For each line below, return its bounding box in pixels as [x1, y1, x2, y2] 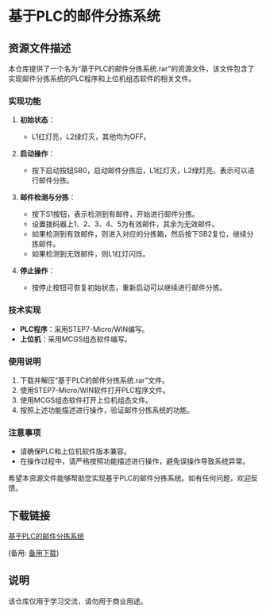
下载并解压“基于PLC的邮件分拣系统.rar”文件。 [19, 375, 169, 385]
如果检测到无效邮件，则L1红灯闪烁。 [31, 249, 150, 259]
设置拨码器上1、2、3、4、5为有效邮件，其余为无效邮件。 [31, 219, 219, 229]
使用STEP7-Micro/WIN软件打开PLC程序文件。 [19, 385, 170, 395]
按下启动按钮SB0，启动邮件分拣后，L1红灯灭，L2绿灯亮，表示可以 [31, 166, 248, 175]
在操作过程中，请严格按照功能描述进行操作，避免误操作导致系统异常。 [19, 457, 250, 466]
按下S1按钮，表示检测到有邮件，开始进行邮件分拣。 [31, 210, 200, 219]
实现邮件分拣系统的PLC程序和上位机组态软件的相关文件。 [8, 74, 196, 83]
